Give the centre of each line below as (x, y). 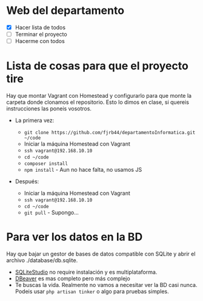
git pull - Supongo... (51, 212)
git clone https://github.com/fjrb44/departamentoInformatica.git (110, 133)
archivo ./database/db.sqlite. (42, 260)
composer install (46, 164)
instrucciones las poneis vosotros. (49, 109)
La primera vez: (35, 120)
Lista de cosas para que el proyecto (98, 66)
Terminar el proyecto (41, 34)
